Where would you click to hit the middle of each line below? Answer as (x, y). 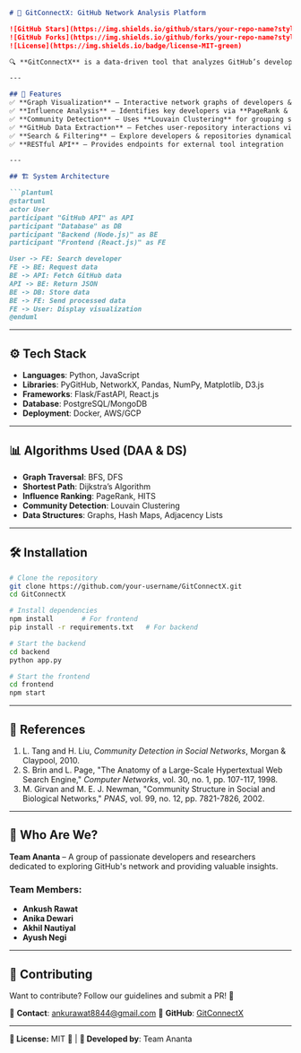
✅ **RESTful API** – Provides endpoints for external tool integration (146, 144)
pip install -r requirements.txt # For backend (104, 627)
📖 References (47, 729)
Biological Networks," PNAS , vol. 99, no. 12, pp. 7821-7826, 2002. (143, 798)
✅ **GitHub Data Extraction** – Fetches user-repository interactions (145, 127)
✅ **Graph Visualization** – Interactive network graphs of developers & (151, 103)
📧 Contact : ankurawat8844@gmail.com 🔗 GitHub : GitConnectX (127, 1013)
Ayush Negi (44, 937)
